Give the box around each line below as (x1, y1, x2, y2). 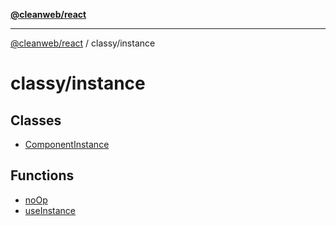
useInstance (24, 204, 76, 216)
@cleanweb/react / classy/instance (10, 37, 156, 49)
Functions (10, 167, 75, 184)
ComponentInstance (24, 139, 110, 150)
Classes (10, 112, 62, 129)
